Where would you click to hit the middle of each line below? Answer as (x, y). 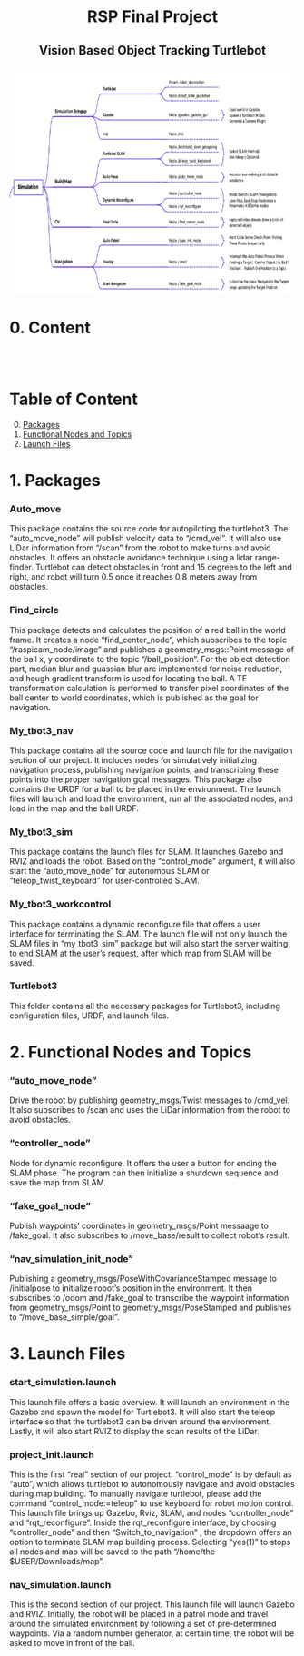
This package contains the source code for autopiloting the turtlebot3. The (149, 529)
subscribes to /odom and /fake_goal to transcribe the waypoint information (149, 1298)
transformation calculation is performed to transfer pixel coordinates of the (149, 688)
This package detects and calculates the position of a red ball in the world (147, 630)
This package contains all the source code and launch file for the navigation (151, 750)
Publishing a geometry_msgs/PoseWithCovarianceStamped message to (143, 1279)
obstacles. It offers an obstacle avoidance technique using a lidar (131, 558)
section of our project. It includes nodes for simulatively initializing (133, 759)
